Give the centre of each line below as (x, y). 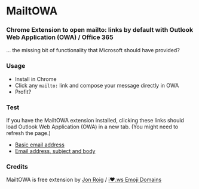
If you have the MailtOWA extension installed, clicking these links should (95, 121)
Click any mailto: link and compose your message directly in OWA (97, 85)
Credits (17, 166)
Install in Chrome (36, 79)
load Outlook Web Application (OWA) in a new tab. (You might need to (92, 127)
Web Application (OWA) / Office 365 (60, 37)
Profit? (23, 92)
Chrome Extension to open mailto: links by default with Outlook (99, 30)
